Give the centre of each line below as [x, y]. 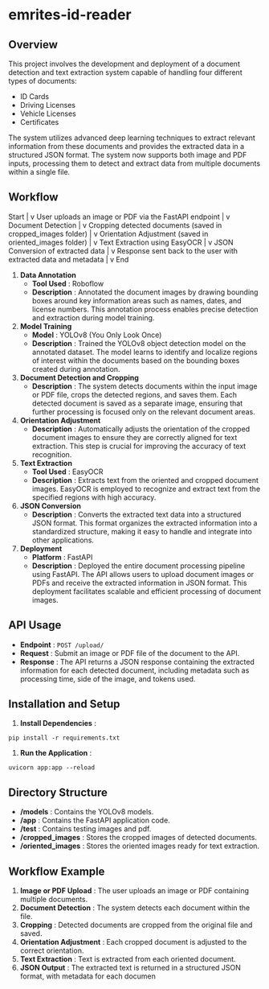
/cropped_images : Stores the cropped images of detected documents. [138, 838]
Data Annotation [48, 274]
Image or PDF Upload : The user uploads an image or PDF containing [134, 891]
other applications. [63, 540]
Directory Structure [58, 792]
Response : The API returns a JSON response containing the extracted [137, 661]
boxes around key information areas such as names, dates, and [137, 300]
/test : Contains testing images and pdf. [86, 829]
